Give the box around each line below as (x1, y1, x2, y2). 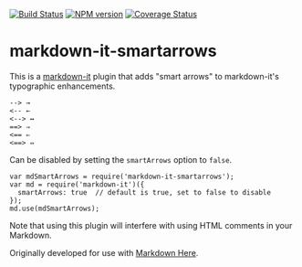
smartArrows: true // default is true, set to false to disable (17, 187, 272, 197)
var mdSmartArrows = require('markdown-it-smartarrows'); (9, 172, 234, 181)
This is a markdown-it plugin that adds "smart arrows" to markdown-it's (9, 70, 280, 81)
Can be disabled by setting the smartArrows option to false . (9, 154, 233, 165)
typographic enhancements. (9, 80, 116, 91)
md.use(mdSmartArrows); (9, 204, 100, 213)
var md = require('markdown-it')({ (9, 179, 145, 189)
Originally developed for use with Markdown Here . (9, 247, 199, 258)
